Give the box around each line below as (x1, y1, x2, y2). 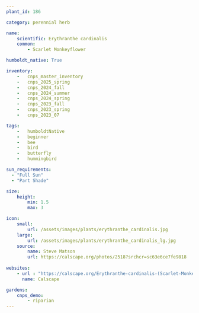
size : (6, 188, 20, 194)
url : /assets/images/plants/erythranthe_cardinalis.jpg (27, 226, 168, 232)
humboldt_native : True (6, 58, 62, 63)
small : (17, 221, 33, 227)
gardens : (6, 287, 28, 293)
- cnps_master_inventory (17, 74, 84, 79)
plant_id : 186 (6, 8, 41, 15)
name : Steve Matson (27, 248, 76, 255)
